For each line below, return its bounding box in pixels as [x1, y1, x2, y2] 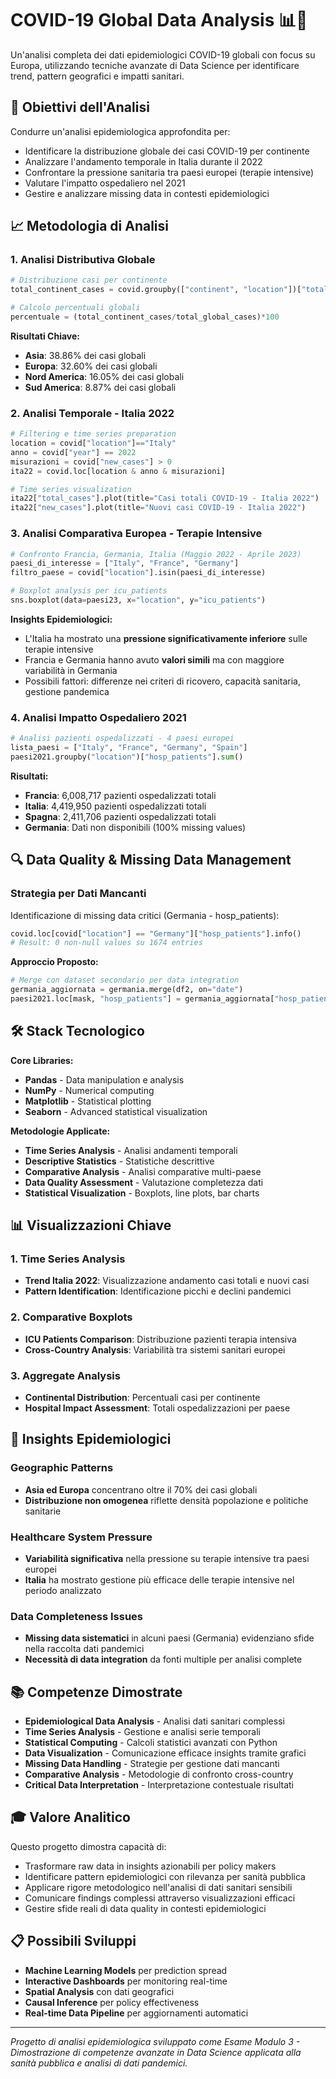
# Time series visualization [10, 484, 132, 494]
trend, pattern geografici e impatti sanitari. [10, 70, 185, 82]
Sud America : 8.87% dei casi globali [24, 381, 177, 393]
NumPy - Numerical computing [24, 1084, 155, 1096]
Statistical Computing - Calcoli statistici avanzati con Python [24, 1737, 278, 1749]
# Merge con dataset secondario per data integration [10, 975, 240, 986]
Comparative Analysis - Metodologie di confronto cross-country [24, 1768, 294, 1781]
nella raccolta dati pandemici [24, 1643, 145, 1655]
